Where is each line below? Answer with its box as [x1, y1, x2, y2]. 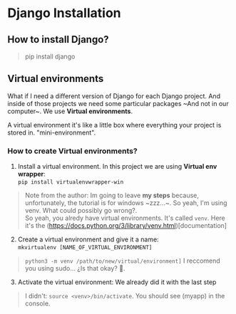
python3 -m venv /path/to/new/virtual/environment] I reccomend [24, 256, 221, 265]
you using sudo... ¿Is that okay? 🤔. [24, 264, 125, 273]
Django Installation [7, 5, 121, 21]
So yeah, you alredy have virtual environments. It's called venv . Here [24, 214, 226, 222]
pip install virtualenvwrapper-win [17, 179, 124, 186]
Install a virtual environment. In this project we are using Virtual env [17, 162, 217, 171]
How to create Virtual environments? [7, 146, 138, 156]
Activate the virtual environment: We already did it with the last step [17, 278, 217, 286]
